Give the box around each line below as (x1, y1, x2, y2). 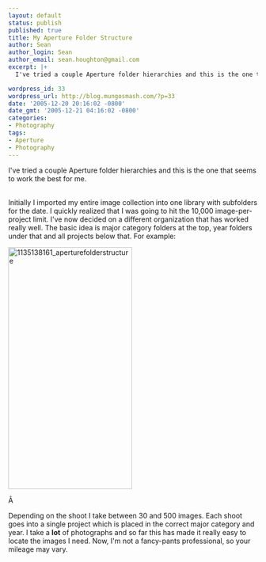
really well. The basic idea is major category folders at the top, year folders (8, 222, 253, 232)
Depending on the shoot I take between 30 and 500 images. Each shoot (8, 511, 243, 520)
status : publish (8, 19, 62, 27)
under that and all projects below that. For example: (8, 231, 177, 241)
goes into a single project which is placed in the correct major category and (8, 519, 255, 529)
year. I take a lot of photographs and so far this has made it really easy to (8, 527, 247, 537)
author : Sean (8, 41, 51, 49)
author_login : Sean (8, 48, 73, 56)
